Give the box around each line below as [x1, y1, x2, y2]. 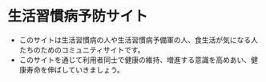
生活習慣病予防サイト [7, 7, 149, 25]
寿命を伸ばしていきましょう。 [26, 64, 125, 74]
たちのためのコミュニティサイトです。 [18, 45, 145, 54]
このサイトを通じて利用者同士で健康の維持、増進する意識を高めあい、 [18, 55, 252, 64]
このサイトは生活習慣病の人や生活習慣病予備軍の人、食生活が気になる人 [18, 35, 258, 45]
